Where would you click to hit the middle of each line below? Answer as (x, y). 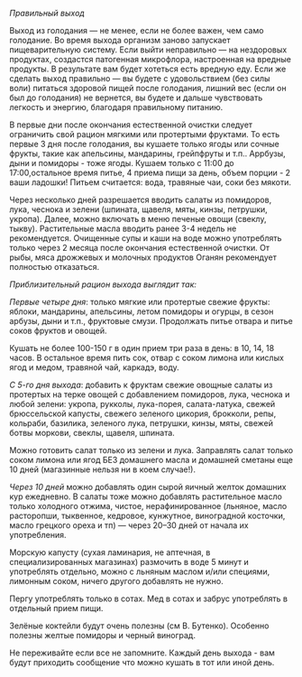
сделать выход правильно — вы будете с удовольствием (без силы (140, 79)
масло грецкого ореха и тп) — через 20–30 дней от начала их (129, 525)
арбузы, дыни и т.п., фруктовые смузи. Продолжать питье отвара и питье (151, 321)
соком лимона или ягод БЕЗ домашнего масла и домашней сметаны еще (151, 460)
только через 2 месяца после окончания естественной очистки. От (140, 248)
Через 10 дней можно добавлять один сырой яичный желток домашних (148, 487)
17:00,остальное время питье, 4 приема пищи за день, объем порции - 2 (150, 172)
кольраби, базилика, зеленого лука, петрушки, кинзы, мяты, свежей (141, 423)
